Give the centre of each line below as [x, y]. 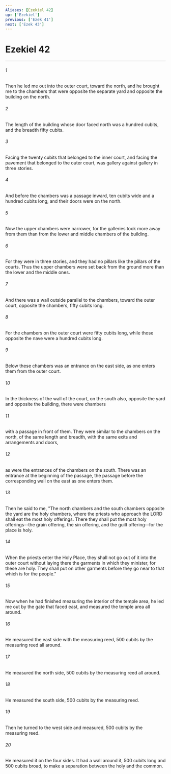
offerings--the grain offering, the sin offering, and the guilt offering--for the [84, 524]
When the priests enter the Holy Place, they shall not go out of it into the [81, 558]
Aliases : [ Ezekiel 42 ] [29, 10]
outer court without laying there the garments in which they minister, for [81, 563]
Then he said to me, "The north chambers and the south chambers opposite [85, 508]
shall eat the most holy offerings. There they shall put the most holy [76, 519]
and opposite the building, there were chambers [55, 404]
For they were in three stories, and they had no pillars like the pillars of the [83, 261]
